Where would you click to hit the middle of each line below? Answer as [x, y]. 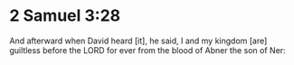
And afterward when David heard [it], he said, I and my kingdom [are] [138, 41]
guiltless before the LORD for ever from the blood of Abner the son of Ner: [148, 50]
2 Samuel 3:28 [65, 16]
